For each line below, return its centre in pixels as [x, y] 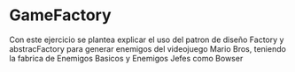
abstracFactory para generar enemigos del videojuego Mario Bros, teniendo [147, 48]
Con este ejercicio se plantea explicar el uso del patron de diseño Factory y [147, 40]
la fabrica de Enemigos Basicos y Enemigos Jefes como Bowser [126, 58]
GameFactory [61, 15]
